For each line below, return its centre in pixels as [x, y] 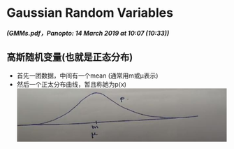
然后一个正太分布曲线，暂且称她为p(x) [72, 84]
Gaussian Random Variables [90, 13]
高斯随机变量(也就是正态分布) [70, 57]
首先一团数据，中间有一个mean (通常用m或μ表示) [87, 76]
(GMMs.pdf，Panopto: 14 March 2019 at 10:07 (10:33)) [88, 33]
